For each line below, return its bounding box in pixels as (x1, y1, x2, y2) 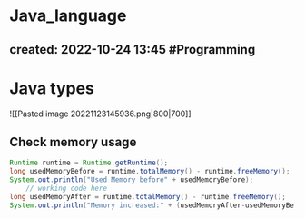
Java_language (9, 5, 127, 26)
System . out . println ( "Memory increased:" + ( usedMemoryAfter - (9, 201, 246, 210)
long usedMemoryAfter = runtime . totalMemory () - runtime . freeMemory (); (9, 192, 286, 201)
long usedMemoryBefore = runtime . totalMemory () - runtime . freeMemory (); (9, 167, 290, 176)
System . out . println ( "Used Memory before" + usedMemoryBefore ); (9, 175, 254, 184)
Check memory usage (9, 134, 137, 150)
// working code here (25, 184, 107, 193)
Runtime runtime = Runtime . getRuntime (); (9, 158, 169, 168)
